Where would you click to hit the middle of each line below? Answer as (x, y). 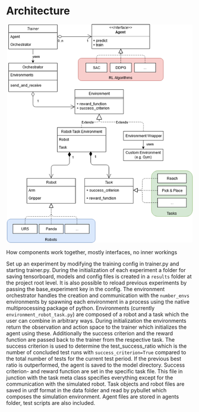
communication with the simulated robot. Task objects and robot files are (95, 384)
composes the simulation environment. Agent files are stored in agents (93, 397)
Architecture (38, 11)
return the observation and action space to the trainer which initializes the (97, 327)
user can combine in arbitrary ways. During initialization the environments (96, 321)
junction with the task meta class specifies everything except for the (90, 378)
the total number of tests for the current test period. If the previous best (94, 359)
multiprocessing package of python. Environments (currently (80, 308)
